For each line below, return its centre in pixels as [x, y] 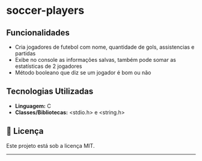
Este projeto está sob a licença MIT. [50, 145]
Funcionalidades [38, 33]
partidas [25, 53]
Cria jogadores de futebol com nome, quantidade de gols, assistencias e [105, 47]
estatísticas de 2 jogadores [48, 66]
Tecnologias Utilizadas [50, 92]
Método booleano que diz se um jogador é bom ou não [83, 72]
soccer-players [45, 11]
